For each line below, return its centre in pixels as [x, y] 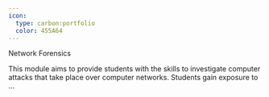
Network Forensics [39, 54]
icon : [17, 16]
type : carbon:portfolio [55, 23]
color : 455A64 [39, 30]
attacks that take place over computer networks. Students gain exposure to [133, 78]
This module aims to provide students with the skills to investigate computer [134, 69]
